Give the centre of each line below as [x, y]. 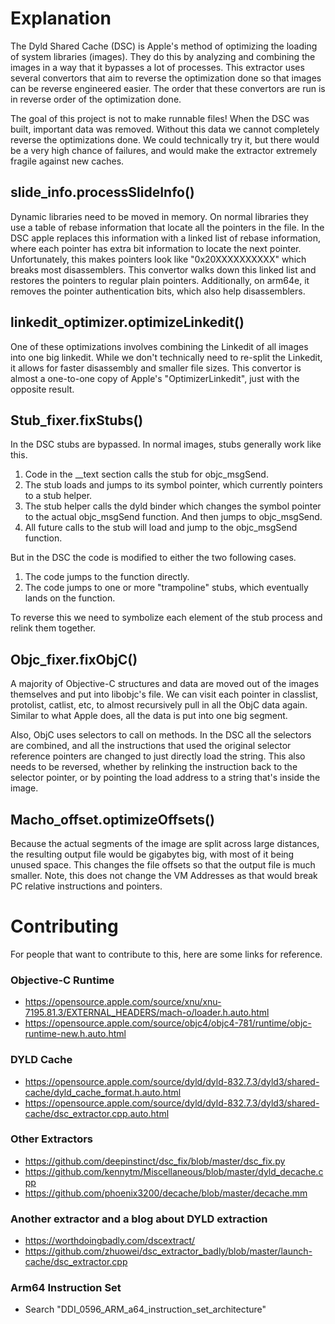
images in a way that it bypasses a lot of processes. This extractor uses [157, 67]
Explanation [61, 18]
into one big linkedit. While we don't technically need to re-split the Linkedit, [166, 357]
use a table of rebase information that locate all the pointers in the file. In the [167, 227]
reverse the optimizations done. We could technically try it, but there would [165, 139]
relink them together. [53, 628]
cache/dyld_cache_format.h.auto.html [103, 1092]
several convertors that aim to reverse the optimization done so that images [166, 78]
